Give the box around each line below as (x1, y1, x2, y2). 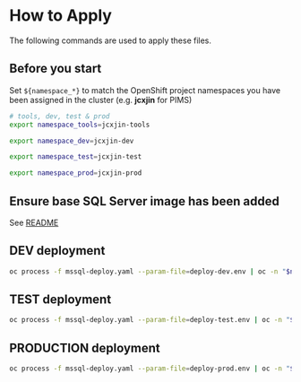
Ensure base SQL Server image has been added (9, 194, 279, 209)
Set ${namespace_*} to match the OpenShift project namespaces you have (9, 84, 280, 95)
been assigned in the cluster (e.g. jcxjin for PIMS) (9, 94, 193, 105)
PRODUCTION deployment (9, 340, 160, 355)
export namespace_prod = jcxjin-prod (9, 169, 142, 178)
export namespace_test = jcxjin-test (9, 152, 142, 161)
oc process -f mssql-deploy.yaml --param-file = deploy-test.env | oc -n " (9, 316, 291, 325)
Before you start (9, 61, 102, 76)
